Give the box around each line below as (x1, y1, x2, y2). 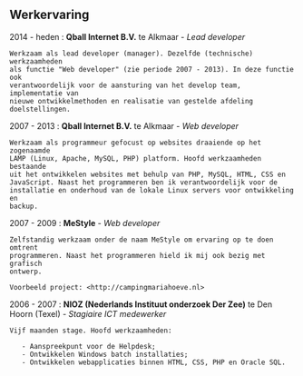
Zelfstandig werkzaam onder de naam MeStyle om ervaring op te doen (9, 235, 274, 244)
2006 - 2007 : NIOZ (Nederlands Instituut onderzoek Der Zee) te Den (9, 299, 273, 310)
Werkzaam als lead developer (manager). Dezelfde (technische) (9, 49, 254, 58)
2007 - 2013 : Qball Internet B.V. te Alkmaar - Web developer (9, 120, 239, 131)
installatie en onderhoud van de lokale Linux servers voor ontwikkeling (9, 185, 295, 194)
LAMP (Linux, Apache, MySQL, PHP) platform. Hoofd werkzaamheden (9, 153, 261, 163)
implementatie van (9, 88, 79, 98)
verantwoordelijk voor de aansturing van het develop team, (9, 81, 242, 90)
